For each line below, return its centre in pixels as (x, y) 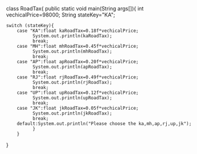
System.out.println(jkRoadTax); (72, 113)
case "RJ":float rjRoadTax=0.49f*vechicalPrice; (78, 77)
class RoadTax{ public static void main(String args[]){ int (75, 9)
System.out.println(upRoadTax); (72, 98)
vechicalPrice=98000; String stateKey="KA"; (61, 15)
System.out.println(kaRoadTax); (72, 36)
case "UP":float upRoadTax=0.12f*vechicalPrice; (78, 93)
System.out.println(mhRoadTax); (72, 51)
